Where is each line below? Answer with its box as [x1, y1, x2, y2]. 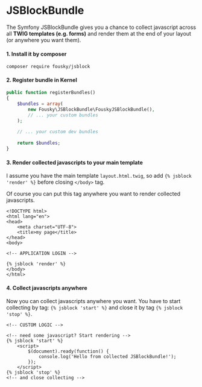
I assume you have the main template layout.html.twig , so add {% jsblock [6, 172, 192, 180]
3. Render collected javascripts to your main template [6, 159, 144, 166]
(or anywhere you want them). [6, 36, 81, 43]
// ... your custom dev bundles [17, 129, 98, 135]
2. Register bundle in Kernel [6, 76, 77, 83]
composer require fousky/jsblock [6, 64, 90, 70]
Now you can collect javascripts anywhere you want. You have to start [6, 298, 181, 305]
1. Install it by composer [6, 50, 67, 57]
